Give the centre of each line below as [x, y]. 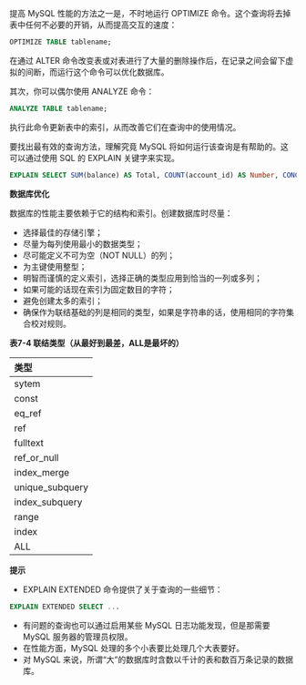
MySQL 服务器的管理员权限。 [77, 637]
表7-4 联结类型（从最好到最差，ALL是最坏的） [97, 342]
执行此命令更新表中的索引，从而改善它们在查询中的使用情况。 [125, 127]
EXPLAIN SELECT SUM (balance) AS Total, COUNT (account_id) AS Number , [144, 175]
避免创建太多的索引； [62, 301]
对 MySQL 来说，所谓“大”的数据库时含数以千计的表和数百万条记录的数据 [158, 659]
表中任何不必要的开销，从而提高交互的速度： [93, 25]
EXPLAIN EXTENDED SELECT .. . [65, 607]
